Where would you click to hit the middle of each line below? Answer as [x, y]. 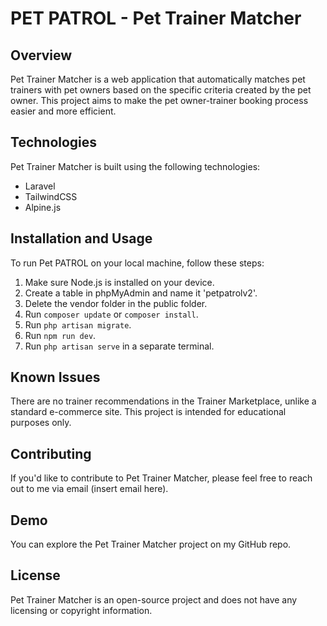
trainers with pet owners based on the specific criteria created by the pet [161, 90]
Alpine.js [43, 207]
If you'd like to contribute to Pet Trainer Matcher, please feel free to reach [161, 478]
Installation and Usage [81, 238]
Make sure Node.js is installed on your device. [119, 282]
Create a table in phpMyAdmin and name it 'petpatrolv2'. [141, 293]
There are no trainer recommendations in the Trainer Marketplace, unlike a [163, 401]
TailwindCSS [51, 196]
